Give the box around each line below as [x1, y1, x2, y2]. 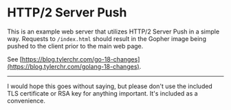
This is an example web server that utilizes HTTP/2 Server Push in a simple [7, 27, 220, 36]
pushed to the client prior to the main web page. [7, 42, 144, 50]
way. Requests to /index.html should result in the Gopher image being [7, 34, 206, 42]
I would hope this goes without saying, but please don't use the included [7, 82, 213, 90]
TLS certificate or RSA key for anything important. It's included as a [7, 89, 198, 97]
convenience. [7, 96, 46, 105]
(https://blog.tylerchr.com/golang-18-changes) [7, 62, 140, 70]
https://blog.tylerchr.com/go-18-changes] [21, 55, 140, 63]
